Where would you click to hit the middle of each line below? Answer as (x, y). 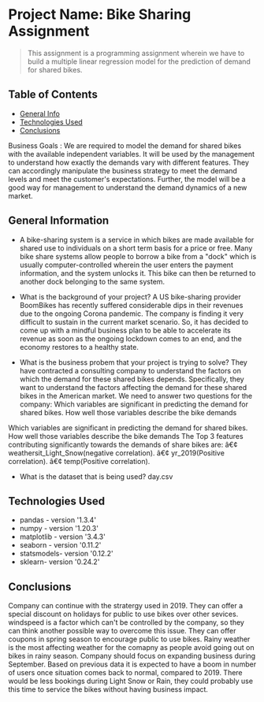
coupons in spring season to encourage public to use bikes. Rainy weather (129, 639)
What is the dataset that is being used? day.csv (96, 476)
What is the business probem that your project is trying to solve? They (134, 362)
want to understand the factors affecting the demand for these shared (133, 387)
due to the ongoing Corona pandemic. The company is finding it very (132, 314)
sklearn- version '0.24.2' (59, 562)
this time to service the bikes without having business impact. (108, 689)
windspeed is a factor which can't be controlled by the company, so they (126, 622)
